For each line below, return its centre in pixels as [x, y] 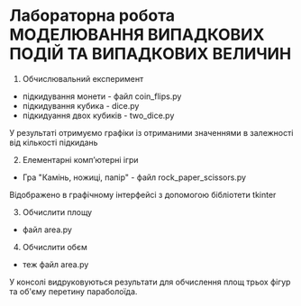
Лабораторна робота [92, 16]
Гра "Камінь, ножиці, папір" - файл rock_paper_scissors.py [134, 177]
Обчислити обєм [55, 247]
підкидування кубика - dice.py [81, 105]
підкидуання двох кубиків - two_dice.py [98, 115]
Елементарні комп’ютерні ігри [80, 159]
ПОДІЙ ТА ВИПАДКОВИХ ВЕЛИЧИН [150, 54]
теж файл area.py [55, 264]
